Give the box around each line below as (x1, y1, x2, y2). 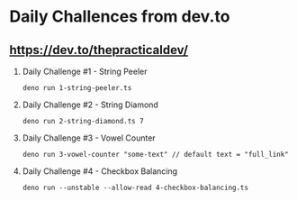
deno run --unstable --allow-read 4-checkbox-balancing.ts (22, 183, 249, 192)
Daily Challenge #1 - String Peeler (22, 66, 148, 77)
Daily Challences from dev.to (9, 6, 230, 27)
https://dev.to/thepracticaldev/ (9, 42, 189, 58)
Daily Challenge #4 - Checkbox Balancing (22, 166, 178, 177)
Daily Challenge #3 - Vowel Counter (22, 132, 156, 143)
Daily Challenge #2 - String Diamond (22, 99, 159, 110)
